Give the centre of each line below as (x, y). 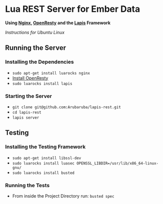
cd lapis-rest (27, 112)
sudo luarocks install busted (43, 173)
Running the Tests (27, 185)
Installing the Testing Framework (45, 147)
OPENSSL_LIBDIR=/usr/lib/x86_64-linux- (118, 163)
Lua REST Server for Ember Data (73, 9)
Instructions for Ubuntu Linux (35, 32)
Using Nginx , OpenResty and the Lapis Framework (58, 23)
